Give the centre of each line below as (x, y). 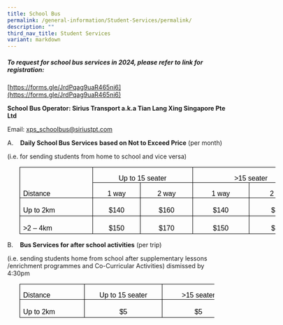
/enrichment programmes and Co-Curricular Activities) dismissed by (106, 266)
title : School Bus (34, 14)
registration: (26, 69)
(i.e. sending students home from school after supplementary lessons (107, 258)
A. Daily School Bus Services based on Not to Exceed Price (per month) (115, 143)
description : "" (31, 27)
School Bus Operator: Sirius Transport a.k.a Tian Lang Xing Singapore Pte (116, 109)
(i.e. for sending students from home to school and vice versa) (97, 157)
